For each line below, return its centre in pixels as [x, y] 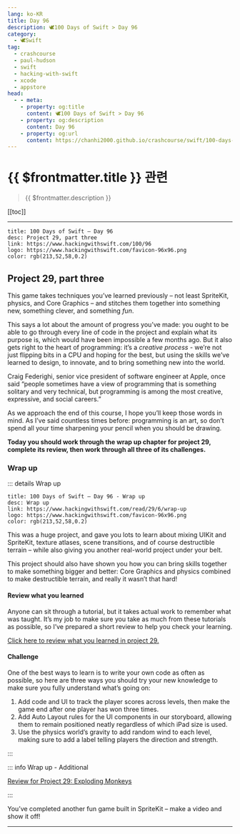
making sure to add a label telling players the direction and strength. [118, 739]
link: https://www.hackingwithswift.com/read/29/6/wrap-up [97, 509]
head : [15, 94]
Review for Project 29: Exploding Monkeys [70, 781]
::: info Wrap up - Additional [48, 767]
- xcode [25, 80]
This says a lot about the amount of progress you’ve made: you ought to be [118, 325]
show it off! [24, 816]
